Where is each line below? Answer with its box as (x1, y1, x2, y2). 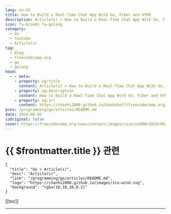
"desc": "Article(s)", (10, 171, 58, 176)
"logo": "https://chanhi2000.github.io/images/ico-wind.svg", (10, 180, 145, 185)
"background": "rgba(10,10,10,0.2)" (10, 184, 88, 189)
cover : (5, 121, 19, 127)
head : (5, 69, 17, 75)
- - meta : (10, 74, 31, 79)
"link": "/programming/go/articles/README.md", (10, 176, 113, 181)
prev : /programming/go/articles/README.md (5, 107, 97, 112)
